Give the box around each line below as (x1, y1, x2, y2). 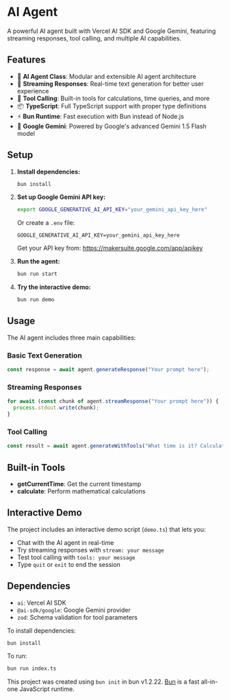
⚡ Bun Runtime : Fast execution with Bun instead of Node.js (16, 112, 184, 120)
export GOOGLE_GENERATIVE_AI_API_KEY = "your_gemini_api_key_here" (16, 207, 207, 213)
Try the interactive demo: (16, 283, 91, 292)
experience (16, 86, 49, 95)
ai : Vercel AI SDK (16, 598, 66, 607)
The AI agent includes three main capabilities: (7, 334, 136, 342)
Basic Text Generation (7, 351, 82, 360)
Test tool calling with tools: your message (16, 553, 136, 561)
